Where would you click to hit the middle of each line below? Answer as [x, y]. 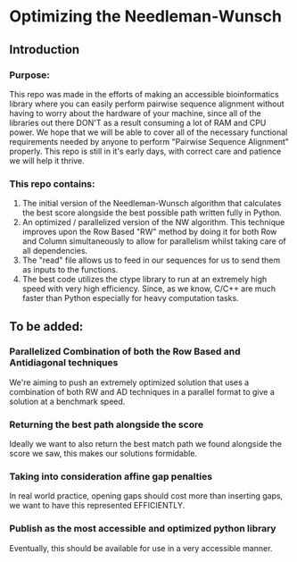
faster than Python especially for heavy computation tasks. [130, 298]
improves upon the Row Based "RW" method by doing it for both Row [149, 232]
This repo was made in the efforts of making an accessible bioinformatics [144, 94]
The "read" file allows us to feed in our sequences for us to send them [151, 260]
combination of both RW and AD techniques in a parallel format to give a [142, 391]
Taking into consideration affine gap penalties [111, 477]
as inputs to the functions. [70, 270]
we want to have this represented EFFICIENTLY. [97, 506]
